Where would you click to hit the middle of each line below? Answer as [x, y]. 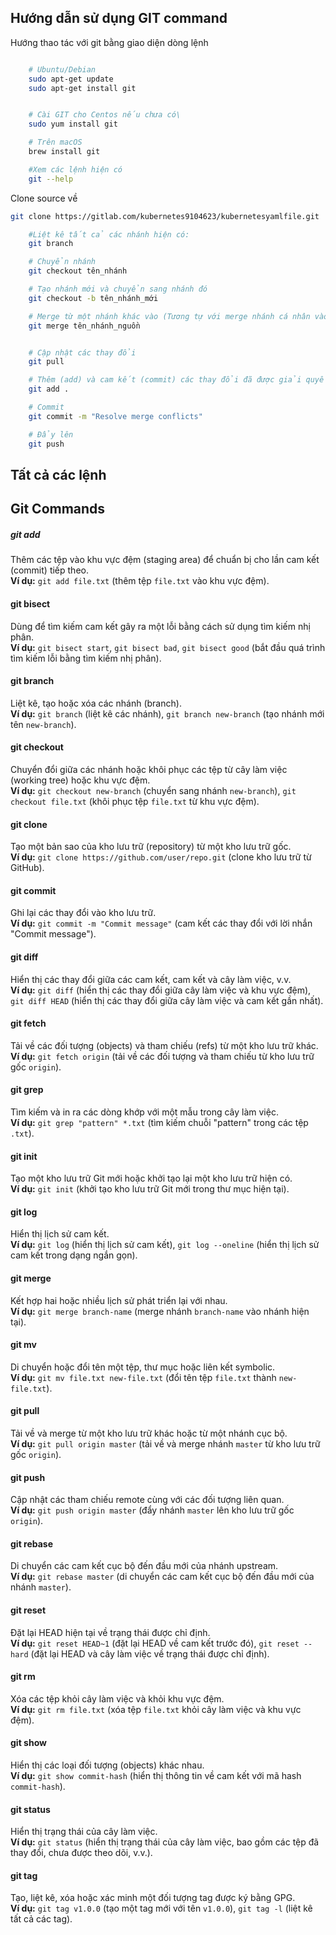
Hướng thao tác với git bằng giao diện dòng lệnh [109, 42]
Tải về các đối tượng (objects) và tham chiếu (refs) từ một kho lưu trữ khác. [164, 1045]
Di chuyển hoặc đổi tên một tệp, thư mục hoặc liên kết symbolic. [143, 1367]
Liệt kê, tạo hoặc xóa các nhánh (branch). [96, 703]
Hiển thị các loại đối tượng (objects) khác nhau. [107, 1765]
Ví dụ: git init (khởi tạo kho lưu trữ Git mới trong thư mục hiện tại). [150, 1189]
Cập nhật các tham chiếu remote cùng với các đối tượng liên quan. [147, 1500]
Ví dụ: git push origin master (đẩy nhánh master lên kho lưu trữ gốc [152, 1510]
